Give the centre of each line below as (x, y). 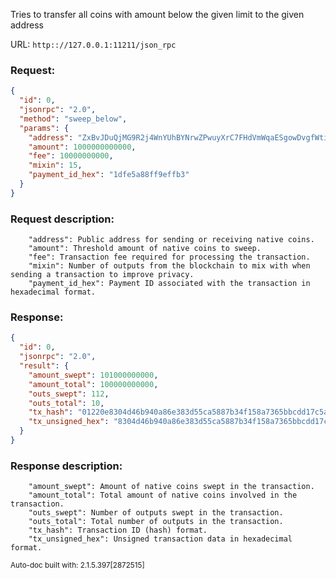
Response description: (66, 466)
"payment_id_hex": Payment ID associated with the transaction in (169, 284)
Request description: (62, 219)
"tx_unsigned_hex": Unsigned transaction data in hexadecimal (160, 539)
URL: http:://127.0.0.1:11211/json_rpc (93, 44)
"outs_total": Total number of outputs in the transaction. (156, 522)
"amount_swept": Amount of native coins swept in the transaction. (171, 487)
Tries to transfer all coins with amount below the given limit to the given (157, 14)
